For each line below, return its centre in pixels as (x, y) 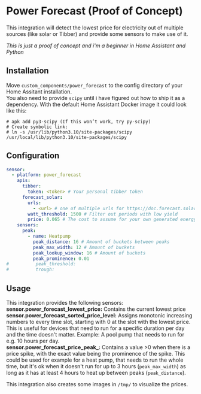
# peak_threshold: (41, 264)
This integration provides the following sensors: (65, 303)
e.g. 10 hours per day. (33, 341)
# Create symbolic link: (37, 127)
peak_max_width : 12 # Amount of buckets (84, 247)
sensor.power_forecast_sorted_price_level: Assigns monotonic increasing (99, 315)
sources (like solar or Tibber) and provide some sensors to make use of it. (97, 34)
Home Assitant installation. (39, 92)
